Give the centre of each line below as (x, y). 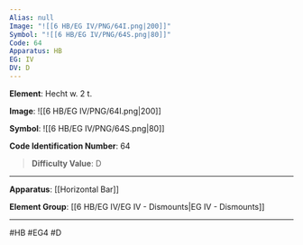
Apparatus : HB (36, 51)
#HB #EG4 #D (36, 232)
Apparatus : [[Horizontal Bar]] (64, 189)
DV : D (19, 68)
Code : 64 (26, 43)
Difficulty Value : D (66, 163)
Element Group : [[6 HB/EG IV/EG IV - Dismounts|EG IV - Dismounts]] (137, 206)
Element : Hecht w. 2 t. (51, 93)
